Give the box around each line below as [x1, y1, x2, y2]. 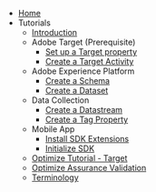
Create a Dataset [44, 86, 109, 96]
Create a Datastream [44, 105, 123, 115]
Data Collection [31, 95, 90, 106]
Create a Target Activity [44, 56, 134, 66]
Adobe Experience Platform [31, 66, 135, 76]
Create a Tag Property [44, 114, 129, 125]
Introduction [31, 27, 78, 37]
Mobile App [31, 124, 75, 135]
